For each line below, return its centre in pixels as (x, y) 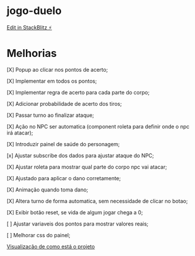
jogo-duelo (34, 11)
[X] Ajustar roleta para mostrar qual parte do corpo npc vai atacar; (87, 167)
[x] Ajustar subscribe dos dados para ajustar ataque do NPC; (80, 155)
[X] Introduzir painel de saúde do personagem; (63, 144)
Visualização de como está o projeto (51, 246)
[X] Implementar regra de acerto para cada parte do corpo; (78, 92)
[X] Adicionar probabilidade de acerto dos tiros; (64, 103)
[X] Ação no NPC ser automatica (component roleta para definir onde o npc (98, 126)
